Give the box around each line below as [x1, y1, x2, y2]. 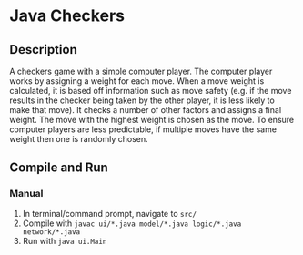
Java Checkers [9, 5, 126, 26]
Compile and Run [9, 160, 109, 176]
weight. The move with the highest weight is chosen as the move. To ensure [9, 115, 294, 125]
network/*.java [22, 227, 81, 237]
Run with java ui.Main [22, 235, 107, 246]
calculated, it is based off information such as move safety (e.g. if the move [9, 86, 292, 96]
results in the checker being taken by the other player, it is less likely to [9, 95, 275, 106]
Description [9, 42, 77, 57]
